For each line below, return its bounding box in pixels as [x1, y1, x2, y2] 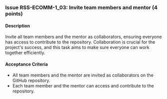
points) [5, 10, 23, 17]
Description [5, 22, 30, 28]
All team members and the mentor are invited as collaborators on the [12, 72, 154, 78]
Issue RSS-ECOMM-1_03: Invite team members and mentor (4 [5, 4, 158, 11]
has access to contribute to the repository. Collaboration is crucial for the [5, 39, 156, 45]
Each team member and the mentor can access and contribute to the [12, 83, 154, 89]
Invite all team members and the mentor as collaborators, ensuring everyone [5, 34, 162, 40]
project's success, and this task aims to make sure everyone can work [5, 44, 150, 50]
